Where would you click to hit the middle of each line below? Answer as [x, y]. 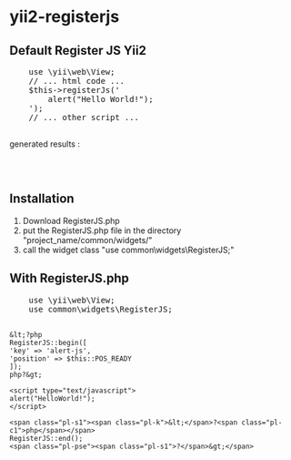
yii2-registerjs [65, 17]
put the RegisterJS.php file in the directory [102, 230]
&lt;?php [26, 334]
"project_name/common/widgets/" [87, 240]
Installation [42, 199]
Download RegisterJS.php [71, 220]
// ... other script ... [84, 117]
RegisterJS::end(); [46, 438]
